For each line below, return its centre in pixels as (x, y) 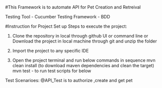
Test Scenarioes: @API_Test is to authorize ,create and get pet (69, 80)
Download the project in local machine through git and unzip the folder (85, 41)
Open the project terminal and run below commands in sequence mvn (84, 60)
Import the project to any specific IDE (50, 51)
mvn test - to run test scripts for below (52, 71)
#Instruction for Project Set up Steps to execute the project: (66, 26)
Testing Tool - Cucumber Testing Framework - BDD (58, 17)
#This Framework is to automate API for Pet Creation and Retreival (73, 7)
